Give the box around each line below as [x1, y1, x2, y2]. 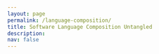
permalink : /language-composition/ [7, 17, 112, 24]
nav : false [7, 36, 39, 43]
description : [7, 29, 46, 37]
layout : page [7, 10, 46, 18]
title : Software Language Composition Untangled [7, 23, 153, 30]
